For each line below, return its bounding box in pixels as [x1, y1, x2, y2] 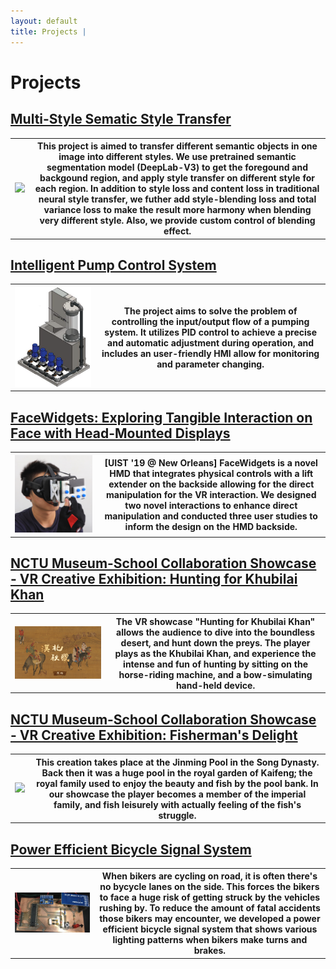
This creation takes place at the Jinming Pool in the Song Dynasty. [35, 756, 320, 768]
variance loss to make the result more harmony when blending [43, 204, 312, 215]
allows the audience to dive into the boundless [116, 626, 316, 638]
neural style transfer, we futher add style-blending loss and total [38, 193, 317, 205]
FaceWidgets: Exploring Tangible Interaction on [10, 409, 313, 426]
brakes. [193, 945, 226, 957]
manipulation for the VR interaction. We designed [105, 488, 317, 500]
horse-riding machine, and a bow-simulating [118, 668, 313, 680]
